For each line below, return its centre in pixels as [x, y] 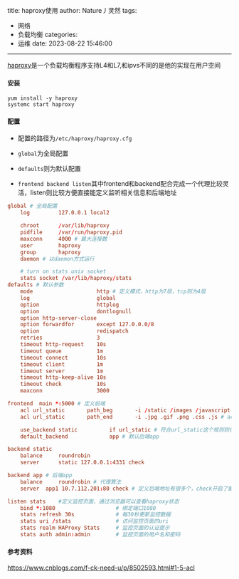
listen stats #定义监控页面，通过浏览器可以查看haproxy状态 [93, 501]
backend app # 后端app [40, 476]
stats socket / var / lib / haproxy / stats [76, 278]
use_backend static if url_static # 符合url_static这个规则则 [125, 429]
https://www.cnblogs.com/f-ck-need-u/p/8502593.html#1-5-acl [101, 568]
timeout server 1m [62, 371]
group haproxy [51, 252]
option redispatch [75, 331]
